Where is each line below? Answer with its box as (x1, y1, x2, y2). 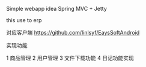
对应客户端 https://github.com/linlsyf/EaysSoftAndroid (6, 29, 140, 36)
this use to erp (6, 17, 42, 23)
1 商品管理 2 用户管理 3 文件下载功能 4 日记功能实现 (6, 54, 134, 62)
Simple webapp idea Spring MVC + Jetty (6, 5, 107, 12)
